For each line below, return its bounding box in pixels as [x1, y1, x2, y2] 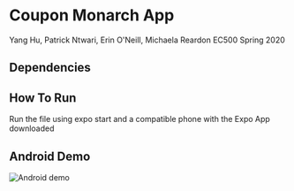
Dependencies [9, 60, 91, 75]
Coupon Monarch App [9, 5, 175, 26]
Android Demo [9, 149, 91, 164]
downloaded [9, 123, 55, 134]
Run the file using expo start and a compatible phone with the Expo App [9, 114, 271, 125]
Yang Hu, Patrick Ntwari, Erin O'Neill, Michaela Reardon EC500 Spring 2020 [9, 34, 285, 45]
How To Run [9, 90, 77, 105]
